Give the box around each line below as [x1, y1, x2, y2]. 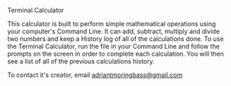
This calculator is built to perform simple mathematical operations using [7, 20, 216, 27]
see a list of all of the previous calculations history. [7, 57, 155, 66]
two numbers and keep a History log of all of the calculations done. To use [7, 35, 224, 43]
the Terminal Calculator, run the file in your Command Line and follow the [7, 42, 220, 50]
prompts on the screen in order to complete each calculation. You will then [7, 49, 224, 58]
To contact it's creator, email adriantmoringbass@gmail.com [7, 70, 183, 79]
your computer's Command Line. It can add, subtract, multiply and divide [7, 27, 220, 35]
